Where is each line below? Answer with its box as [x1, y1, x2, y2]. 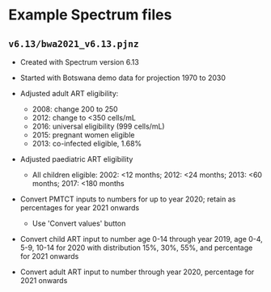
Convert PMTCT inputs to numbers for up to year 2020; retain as [19, 194, 236, 204]
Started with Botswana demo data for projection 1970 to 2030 [19, 73, 227, 83]
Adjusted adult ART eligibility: [19, 89, 119, 98]
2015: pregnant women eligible [32, 130, 135, 139]
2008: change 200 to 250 [32, 104, 119, 114]
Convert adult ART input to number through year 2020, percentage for [19, 267, 255, 277]
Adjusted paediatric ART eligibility [19, 154, 133, 163]
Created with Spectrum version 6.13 [19, 57, 139, 66]
